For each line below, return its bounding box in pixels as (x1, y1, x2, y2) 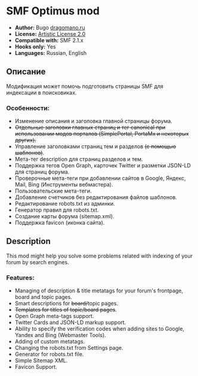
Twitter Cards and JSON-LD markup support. (14, 319, 126, 326)
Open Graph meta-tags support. (14, 313, 94, 320)
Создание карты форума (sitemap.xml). (14, 213, 115, 220)
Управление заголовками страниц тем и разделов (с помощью (14, 143, 177, 150)
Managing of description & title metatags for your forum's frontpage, (14, 287, 184, 294)
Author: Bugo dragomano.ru (14, 24, 85, 31)
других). (14, 136, 36, 144)
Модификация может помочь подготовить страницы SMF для (6, 82, 164, 90)
